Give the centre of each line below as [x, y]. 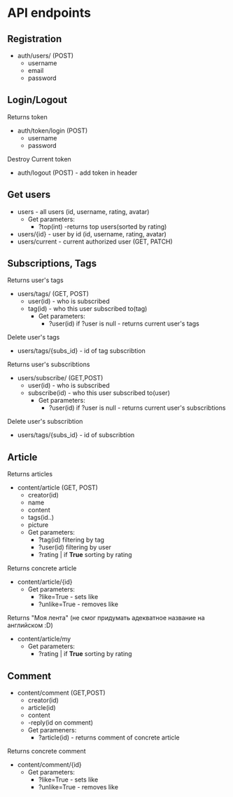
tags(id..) [41, 518]
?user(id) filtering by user [75, 547]
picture [38, 525]
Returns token [27, 116]
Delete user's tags [34, 337]
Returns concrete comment [47, 751]
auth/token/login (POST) [52, 130]
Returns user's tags [36, 280]
